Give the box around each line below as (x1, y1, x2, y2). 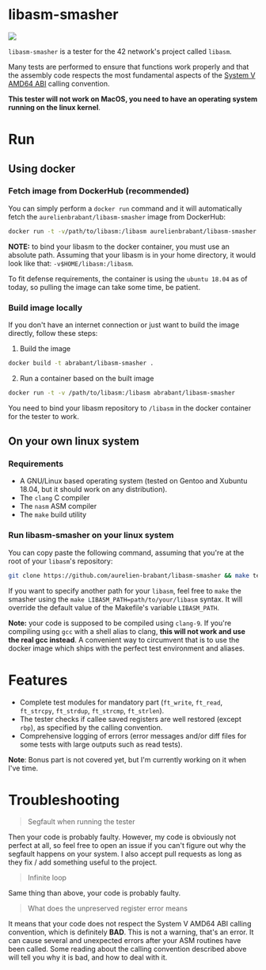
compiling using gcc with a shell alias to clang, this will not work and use (8, 626, 245, 636)
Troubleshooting (8, 791, 120, 809)
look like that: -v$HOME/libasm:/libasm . (8, 258, 134, 268)
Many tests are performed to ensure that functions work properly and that (8, 62, 249, 71)
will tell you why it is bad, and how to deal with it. (8, 953, 168, 962)
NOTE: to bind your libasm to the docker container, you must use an (8, 242, 230, 251)
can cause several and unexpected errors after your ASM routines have (8, 936, 241, 945)
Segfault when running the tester (27, 817, 135, 827)
